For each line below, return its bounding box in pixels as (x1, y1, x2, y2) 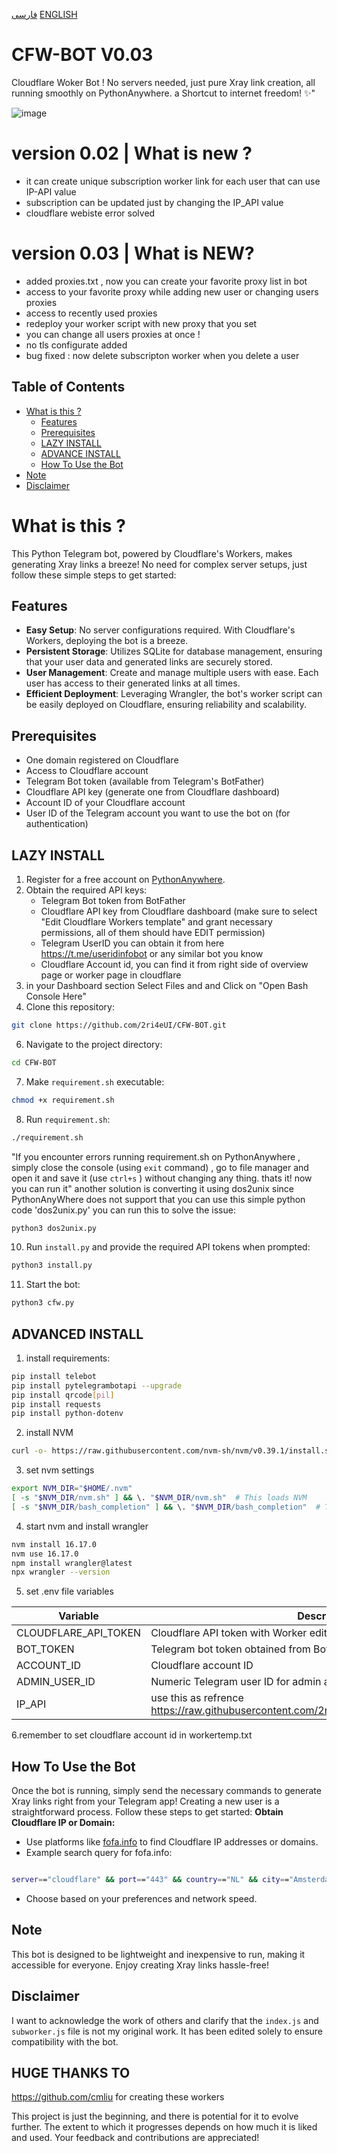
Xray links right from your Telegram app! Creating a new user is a (11, 1795, 280, 1808)
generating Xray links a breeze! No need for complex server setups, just (11, 558, 308, 570)
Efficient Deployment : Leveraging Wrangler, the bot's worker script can (25, 688, 323, 700)
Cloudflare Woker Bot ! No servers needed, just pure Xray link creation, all (11, 76, 316, 88)
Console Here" (25, 990, 88, 1002)
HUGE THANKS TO (11, 2065, 131, 2082)
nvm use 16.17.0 (11, 1549, 79, 1559)
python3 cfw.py (11, 1298, 75, 1308)
